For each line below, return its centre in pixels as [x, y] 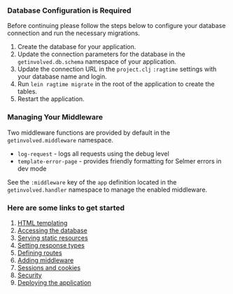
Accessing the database [52, 230]
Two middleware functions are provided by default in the [89, 133]
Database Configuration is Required [69, 11]
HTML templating [42, 222]
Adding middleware [45, 260]
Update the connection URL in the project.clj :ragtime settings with [117, 69]
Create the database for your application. [77, 47]
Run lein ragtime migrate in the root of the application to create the [116, 84]
